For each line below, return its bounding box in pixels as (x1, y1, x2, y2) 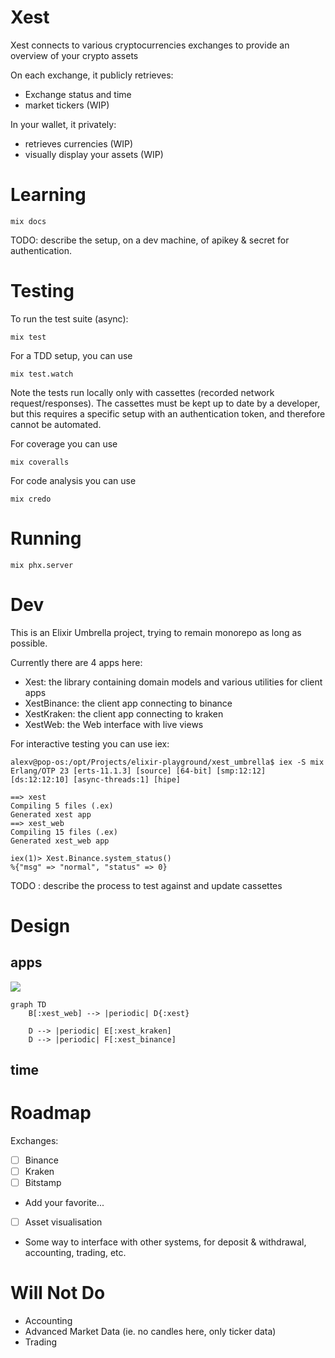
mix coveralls (10, 457, 70, 467)
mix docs (10, 216, 47, 226)
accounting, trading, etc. (24, 1247, 127, 1259)
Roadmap (10, 1102, 92, 1125)
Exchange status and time (24, 88, 132, 100)
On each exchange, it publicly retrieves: (10, 69, 174, 81)
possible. (10, 637, 48, 649)
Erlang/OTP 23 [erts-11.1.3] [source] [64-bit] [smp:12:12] (10, 766, 267, 776)
